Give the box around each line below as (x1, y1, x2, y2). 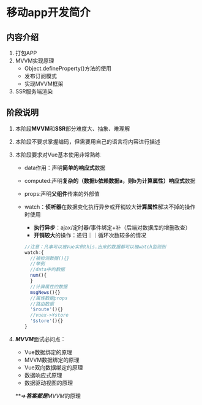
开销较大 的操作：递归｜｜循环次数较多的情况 (33, 231, 147, 239)
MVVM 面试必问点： (15, 335, 66, 342)
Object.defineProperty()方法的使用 (24, 65, 112, 72)
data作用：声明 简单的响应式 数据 (24, 164, 106, 171)
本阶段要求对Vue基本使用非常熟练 (15, 151, 101, 158)
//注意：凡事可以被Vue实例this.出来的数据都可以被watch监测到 (24, 244, 166, 250)
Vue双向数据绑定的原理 (24, 363, 83, 371)
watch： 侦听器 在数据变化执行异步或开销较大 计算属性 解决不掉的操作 (24, 203, 196, 210)
